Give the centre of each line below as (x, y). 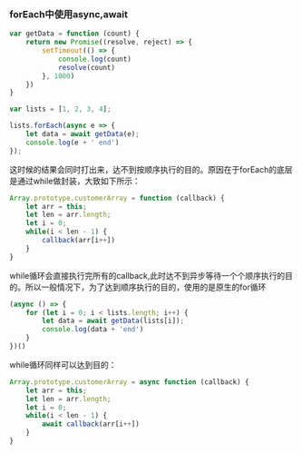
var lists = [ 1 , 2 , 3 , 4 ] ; (60, 109)
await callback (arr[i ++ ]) (91, 424)
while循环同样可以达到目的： (63, 364)
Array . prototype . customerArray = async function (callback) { (129, 382)
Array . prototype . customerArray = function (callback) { (117, 198)
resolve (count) (87, 67)
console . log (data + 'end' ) (93, 330)
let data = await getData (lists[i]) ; (113, 321)
